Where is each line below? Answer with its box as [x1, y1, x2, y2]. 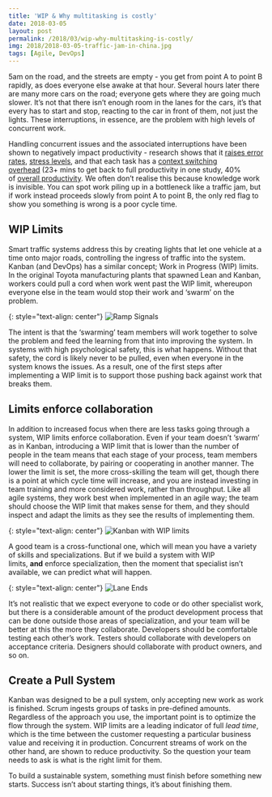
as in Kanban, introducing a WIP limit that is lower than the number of [8, 441, 240, 450]
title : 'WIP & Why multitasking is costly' [8, 11, 158, 20]
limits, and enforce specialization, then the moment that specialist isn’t [8, 558, 244, 568]
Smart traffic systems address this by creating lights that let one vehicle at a [8, 244, 262, 254]
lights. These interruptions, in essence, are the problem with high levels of [8, 115, 256, 124]
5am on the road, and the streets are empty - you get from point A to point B [8, 72, 263, 81]
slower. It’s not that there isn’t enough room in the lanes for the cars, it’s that [8, 98, 261, 107]
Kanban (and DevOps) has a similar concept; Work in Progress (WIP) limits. [8, 261, 259, 271]
